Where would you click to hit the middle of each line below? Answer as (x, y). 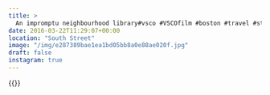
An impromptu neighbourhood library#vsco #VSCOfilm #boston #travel (133, 23)
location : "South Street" (51, 38)
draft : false (30, 53)
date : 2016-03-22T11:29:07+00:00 (64, 30)
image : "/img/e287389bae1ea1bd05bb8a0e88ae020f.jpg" (98, 46)
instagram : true (35, 61)
